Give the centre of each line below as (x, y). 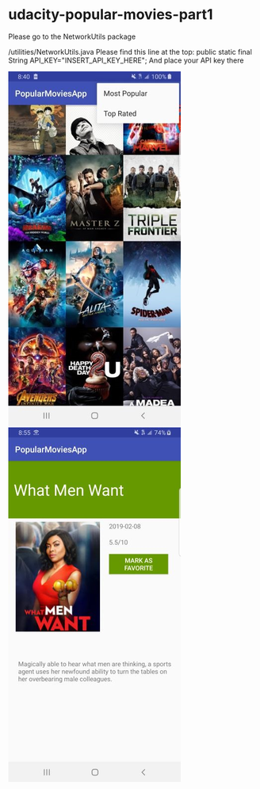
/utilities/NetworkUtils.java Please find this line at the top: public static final (130, 51)
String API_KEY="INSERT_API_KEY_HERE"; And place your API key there (126, 60)
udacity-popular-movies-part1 (111, 15)
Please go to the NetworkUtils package (72, 36)
